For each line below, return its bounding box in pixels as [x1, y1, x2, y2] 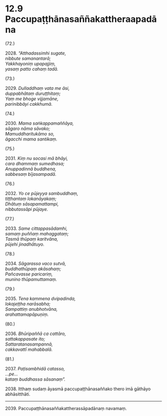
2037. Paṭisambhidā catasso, [5, 365, 66, 371]
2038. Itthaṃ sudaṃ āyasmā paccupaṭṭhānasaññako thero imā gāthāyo [5, 386, 151, 392]
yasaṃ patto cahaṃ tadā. [5, 66, 59, 72]
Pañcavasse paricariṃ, [5, 271, 53, 277]
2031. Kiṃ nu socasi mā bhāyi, [5, 155, 68, 161]
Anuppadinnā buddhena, [5, 166, 57, 172]
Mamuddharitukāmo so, [5, 131, 55, 137]
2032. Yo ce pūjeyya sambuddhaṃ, [5, 190, 79, 196]
